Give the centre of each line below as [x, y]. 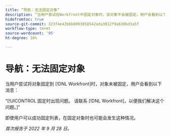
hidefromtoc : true [25, 19]
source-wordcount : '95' [30, 33]
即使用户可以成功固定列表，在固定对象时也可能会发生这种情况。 [72, 118]
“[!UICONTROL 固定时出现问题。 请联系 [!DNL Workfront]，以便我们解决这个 [85, 101]
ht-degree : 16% [21, 38]
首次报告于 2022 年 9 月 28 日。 [38, 128]
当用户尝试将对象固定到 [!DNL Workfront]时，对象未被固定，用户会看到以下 [83, 84]
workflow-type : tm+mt [28, 29]
